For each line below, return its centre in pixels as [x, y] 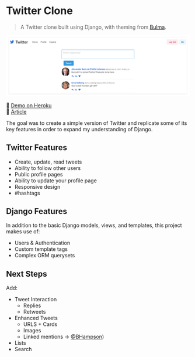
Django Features [36, 211]
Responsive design [37, 186]
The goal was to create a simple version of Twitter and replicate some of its [97, 123]
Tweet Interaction [36, 300]
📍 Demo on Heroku [29, 105]
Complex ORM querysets [45, 256]
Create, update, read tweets [48, 162]
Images [32, 331]
